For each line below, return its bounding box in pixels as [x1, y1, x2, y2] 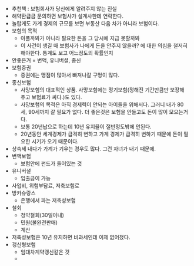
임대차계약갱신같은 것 [20, 248, 70, 255]
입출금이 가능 [20, 175, 51, 182]
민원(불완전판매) [20, 219, 58, 226]
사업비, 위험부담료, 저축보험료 [11, 182, 80, 189]
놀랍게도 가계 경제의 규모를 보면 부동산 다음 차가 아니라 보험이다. [11, 20, 159, 27]
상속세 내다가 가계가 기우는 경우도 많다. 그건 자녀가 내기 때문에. [11, 145, 156, 152]
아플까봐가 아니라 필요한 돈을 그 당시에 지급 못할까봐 [20, 35, 140, 41]
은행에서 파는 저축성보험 [20, 197, 76, 203]
